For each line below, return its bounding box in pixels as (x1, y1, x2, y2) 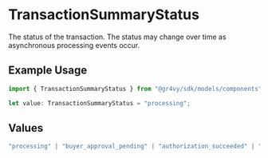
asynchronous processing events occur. (8, 40, 140, 49)
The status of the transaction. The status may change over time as (8, 32, 227, 41)
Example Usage (8, 64, 88, 77)
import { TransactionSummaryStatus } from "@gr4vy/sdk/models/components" (8, 85, 262, 93)
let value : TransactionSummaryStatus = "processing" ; (8, 99, 191, 107)
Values (8, 121, 44, 135)
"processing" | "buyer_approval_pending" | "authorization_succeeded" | (8, 142, 255, 151)
